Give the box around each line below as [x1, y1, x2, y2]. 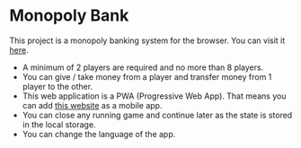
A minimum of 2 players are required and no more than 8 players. [22, 62, 264, 73]
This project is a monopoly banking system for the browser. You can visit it [9, 35, 286, 46]
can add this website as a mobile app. [22, 100, 163, 110]
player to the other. [22, 81, 93, 91]
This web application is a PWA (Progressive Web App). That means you [22, 91, 287, 101]
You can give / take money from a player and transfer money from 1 [22, 71, 272, 82]
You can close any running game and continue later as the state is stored [22, 109, 293, 120]
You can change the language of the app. [22, 128, 176, 139]
